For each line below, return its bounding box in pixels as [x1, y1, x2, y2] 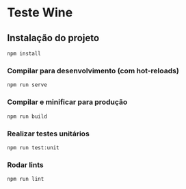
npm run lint [7, 176, 44, 183]
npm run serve [7, 81, 48, 88]
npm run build [7, 113, 48, 120]
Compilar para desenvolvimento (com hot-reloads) [7, 66, 179, 75]
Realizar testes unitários [7, 129, 90, 138]
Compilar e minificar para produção [7, 97, 128, 107]
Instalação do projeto [7, 32, 100, 44]
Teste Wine [7, 5, 73, 21]
